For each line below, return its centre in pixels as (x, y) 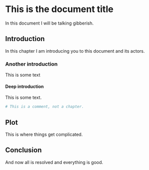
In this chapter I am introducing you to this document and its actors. (75, 51)
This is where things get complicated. (44, 134)
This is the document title (59, 9)
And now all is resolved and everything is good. (54, 162)
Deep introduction (25, 86)
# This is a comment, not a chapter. (45, 107)
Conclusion (24, 150)
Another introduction (31, 64)
